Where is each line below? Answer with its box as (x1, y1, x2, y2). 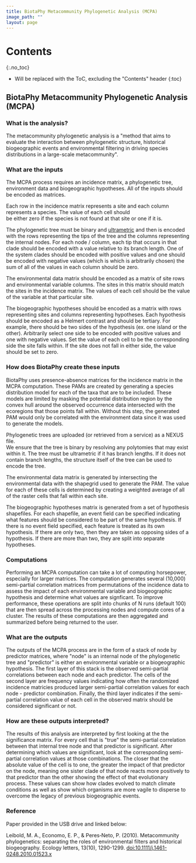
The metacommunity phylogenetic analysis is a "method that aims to (6, 132, 171, 139)
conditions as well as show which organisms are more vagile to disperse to (6, 786, 186, 793)
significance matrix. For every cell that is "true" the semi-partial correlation (6, 737, 186, 744)
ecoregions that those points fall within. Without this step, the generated (6, 407, 180, 414)
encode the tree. (6, 462, 46, 469)
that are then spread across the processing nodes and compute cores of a (6, 606, 185, 613)
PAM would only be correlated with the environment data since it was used (6, 414, 185, 421)
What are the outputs (6, 633, 68, 641)
